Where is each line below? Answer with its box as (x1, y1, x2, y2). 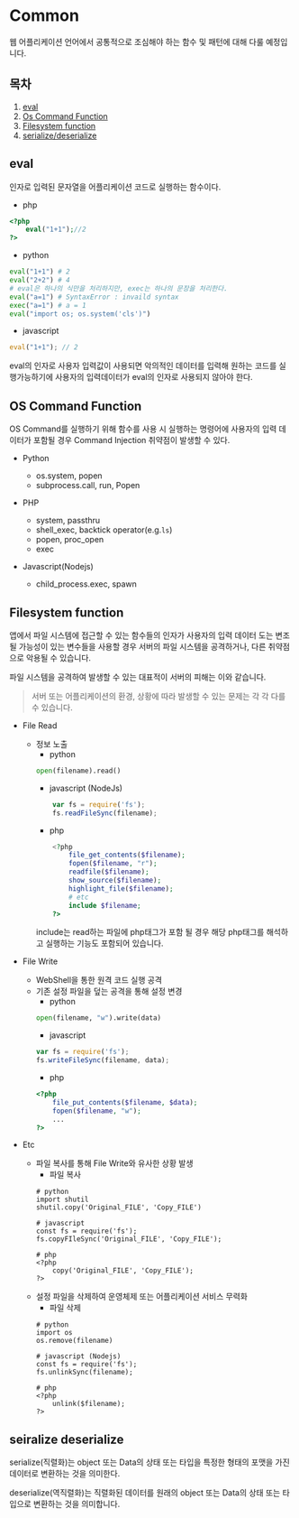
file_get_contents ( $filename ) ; (68, 850, 186, 860)
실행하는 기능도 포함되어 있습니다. (45, 938, 164, 949)
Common (9, 5, 79, 26)
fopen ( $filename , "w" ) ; (52, 1106, 141, 1115)
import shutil (35, 1195, 89, 1205)
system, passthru (35, 515, 101, 526)
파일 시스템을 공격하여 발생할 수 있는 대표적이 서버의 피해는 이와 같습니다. (9, 671, 267, 682)
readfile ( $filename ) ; (68, 867, 150, 876)
